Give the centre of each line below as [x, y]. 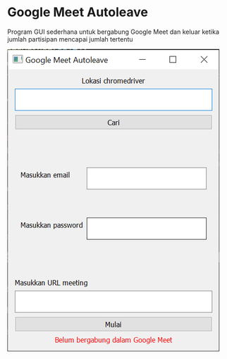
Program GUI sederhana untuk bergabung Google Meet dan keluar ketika [114, 32]
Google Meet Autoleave [78, 12]
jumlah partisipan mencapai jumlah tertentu [70, 39]
